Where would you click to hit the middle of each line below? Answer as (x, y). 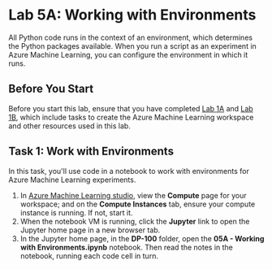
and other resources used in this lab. (70, 126)
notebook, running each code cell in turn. (89, 256)
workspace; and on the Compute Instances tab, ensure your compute (138, 204)
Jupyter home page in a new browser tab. (90, 230)
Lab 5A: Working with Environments (132, 15)
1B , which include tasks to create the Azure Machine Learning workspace (131, 117)
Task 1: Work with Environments (91, 152)
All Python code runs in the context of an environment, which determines (131, 37)
